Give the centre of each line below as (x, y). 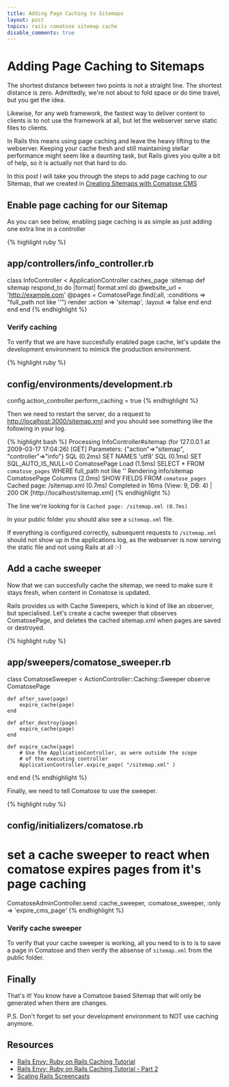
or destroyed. (26, 627)
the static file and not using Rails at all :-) (64, 547)
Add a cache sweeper (54, 569)
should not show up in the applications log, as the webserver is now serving (114, 539)
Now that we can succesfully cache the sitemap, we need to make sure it (110, 585)
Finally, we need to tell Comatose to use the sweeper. (82, 791)
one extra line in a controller (46, 229)
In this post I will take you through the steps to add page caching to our (107, 176)
